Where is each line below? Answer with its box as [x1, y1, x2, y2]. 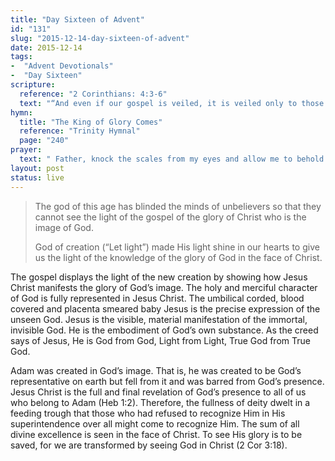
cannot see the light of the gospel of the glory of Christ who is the [34, 211, 307, 223]
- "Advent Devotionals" [10, 61, 114, 71]
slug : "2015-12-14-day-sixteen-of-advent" [10, 33, 190, 43]
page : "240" [19, 136, 70, 146]
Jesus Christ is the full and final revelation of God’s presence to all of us [10, 386, 307, 398]
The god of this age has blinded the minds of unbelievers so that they [34, 200, 322, 212]
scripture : [10, 80, 56, 90]
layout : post [10, 163, 65, 173]
